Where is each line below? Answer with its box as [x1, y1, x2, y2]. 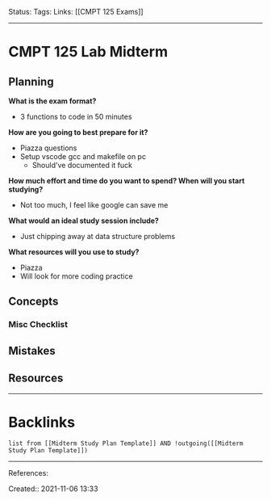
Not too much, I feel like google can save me [19, 200, 169, 209]
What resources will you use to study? [8, 247, 140, 257]
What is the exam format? [8, 96, 97, 106]
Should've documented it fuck [31, 161, 133, 170]
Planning [8, 74, 54, 88]
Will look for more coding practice [19, 271, 133, 281]
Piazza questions [19, 143, 77, 153]
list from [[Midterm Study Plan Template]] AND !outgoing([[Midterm [8, 439, 244, 447]
